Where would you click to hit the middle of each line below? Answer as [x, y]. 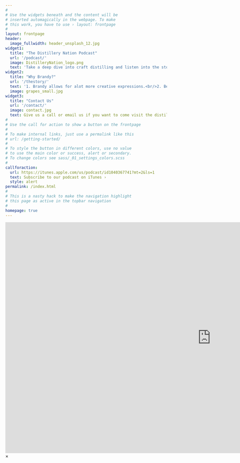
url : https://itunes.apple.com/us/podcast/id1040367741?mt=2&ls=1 [82, 172]
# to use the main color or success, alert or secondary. [68, 153]
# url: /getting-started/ [33, 139]
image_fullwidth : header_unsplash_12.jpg [55, 44]
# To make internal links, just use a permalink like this [70, 134]
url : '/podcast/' [28, 58]
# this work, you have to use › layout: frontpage [61, 24]
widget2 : [15, 72]
